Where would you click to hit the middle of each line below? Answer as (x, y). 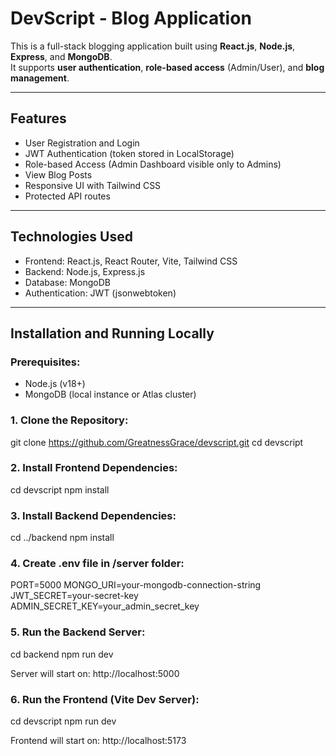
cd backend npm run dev (62, 654)
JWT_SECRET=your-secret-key (74, 596)
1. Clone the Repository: (69, 420)
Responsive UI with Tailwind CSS (93, 185)
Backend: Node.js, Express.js (85, 271)
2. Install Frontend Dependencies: (94, 468)
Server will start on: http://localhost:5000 (95, 673)
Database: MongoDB (67, 282)
